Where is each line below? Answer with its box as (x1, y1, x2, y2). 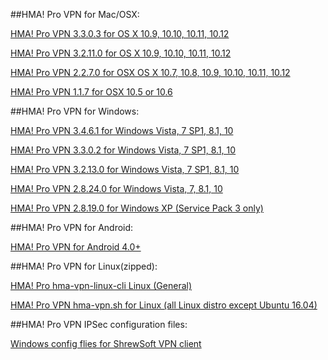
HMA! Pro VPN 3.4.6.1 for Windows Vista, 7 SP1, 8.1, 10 (10, 125, 234, 136)
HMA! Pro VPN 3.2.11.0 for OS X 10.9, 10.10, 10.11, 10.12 (10, 47, 232, 59)
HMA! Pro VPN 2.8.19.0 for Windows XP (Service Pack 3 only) (10, 202, 264, 214)
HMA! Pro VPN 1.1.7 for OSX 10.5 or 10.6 (10, 86, 173, 98)
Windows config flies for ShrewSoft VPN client (10, 338, 202, 349)
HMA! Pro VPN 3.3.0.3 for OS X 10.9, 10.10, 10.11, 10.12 (10, 28, 230, 39)
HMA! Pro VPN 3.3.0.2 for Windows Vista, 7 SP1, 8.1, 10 (10, 144, 237, 156)
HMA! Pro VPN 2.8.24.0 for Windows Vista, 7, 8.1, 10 (10, 183, 223, 194)
